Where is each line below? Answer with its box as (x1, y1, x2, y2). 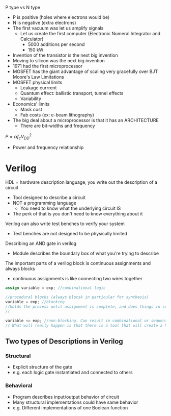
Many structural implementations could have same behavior (12, 399, 138, 405)
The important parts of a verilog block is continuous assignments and (5, 260, 151, 266)
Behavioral (5, 382, 33, 389)
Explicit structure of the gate (12, 364, 73, 370)
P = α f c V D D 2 (5, 133, 32, 141)
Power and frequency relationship (12, 144, 84, 151)
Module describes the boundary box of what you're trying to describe (12, 250, 159, 257)
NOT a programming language (12, 200, 76, 206)
